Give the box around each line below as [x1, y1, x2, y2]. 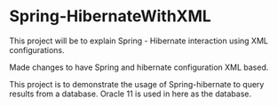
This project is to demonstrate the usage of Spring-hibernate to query [9, 79, 265, 89]
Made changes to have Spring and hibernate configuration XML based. [9, 62, 269, 72]
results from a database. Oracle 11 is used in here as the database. [9, 88, 252, 99]
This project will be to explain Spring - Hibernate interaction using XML [9, 35, 269, 46]
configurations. [9, 44, 65, 55]
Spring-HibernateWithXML [9, 6, 211, 26]
